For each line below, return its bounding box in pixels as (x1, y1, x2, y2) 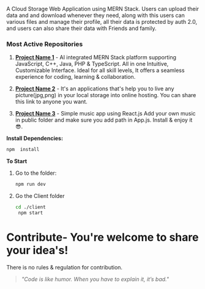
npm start (18, 210, 43, 216)
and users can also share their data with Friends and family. (6, 24, 157, 32)
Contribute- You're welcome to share (6, 230, 199, 244)
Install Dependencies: (6, 134, 63, 142)
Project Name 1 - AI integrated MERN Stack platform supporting (15, 54, 176, 61)
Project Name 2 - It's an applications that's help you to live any (15, 85, 174, 92)
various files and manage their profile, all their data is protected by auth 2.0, (6, 18, 198, 25)
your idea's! (6, 243, 69, 257)
